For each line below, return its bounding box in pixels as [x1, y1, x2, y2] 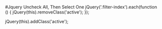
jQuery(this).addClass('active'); [5, 19, 69, 24]
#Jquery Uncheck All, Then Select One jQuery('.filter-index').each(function [5, 4, 158, 10]
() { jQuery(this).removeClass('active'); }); [5, 9, 90, 15]
